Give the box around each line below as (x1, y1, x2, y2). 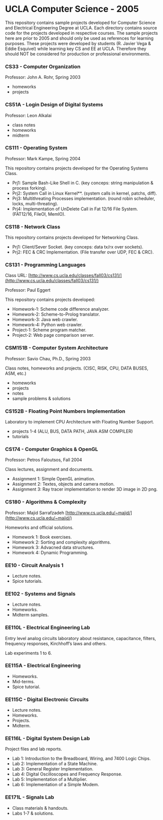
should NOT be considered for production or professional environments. (5, 50, 151, 57)
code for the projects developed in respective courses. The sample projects (5, 30, 158, 36)
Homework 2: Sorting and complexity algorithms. (12, 539, 111, 545)
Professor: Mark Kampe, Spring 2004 (5, 155, 81, 161)
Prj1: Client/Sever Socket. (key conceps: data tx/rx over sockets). (12, 244, 143, 250)
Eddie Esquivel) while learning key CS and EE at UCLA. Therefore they (5, 46, 147, 51)
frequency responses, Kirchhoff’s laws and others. (5, 641, 107, 646)
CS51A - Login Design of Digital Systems (5, 101, 104, 108)
